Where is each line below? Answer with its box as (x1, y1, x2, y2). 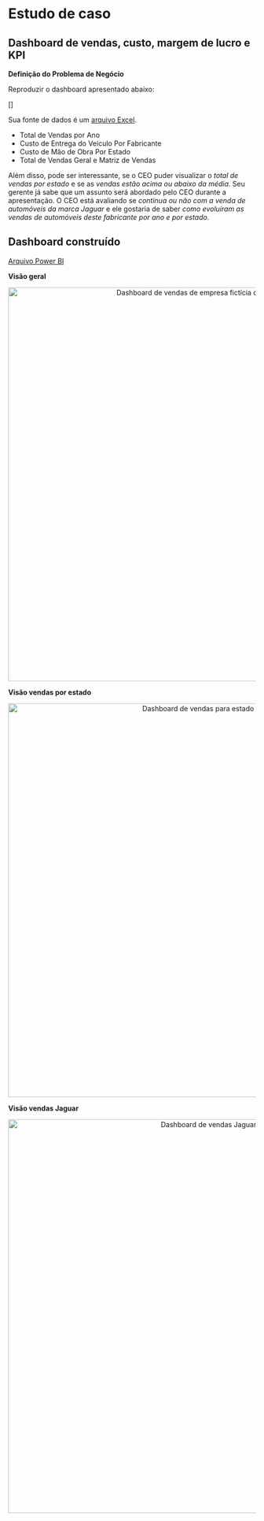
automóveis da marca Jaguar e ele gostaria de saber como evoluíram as (8, 204, 245, 213)
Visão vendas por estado (8, 687, 92, 697)
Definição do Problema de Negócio (8, 69, 124, 79)
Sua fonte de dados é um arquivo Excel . (8, 115, 137, 124)
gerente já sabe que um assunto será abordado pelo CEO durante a (8, 187, 226, 197)
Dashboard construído (8, 236, 121, 249)
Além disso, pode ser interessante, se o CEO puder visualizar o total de (8, 171, 239, 180)
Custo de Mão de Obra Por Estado (19, 147, 131, 156)
